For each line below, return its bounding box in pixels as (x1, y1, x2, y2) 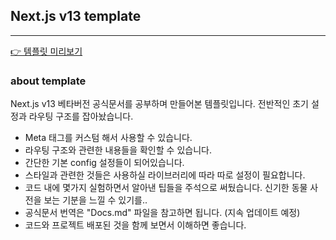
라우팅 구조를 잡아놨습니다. (28, 110, 134, 123)
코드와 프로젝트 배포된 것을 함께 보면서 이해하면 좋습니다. (24, 219, 247, 231)
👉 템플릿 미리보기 (10, 45, 83, 57)
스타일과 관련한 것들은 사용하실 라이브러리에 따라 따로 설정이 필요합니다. (24, 169, 306, 181)
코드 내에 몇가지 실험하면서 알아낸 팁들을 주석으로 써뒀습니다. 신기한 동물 (24, 182, 308, 194)
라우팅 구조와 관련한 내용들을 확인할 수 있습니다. (24, 144, 212, 156)
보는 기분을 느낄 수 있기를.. (43, 194, 148, 206)
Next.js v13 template (10, 8, 142, 25)
